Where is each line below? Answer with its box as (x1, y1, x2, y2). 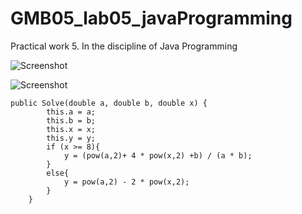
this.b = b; (46, 115, 97, 126)
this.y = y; (46, 133, 97, 143)
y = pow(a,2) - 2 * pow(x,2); (63, 177, 190, 187)
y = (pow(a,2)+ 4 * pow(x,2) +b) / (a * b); (63, 150, 253, 161)
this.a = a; (46, 107, 97, 117)
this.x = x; (46, 124, 97, 134)
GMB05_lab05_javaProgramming (10, 7, 293, 30)
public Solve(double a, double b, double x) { (10, 98, 208, 108)
